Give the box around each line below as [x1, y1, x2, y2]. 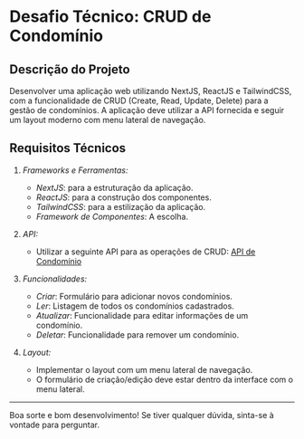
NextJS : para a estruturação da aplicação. [35, 182, 194, 193]
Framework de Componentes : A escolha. [35, 211, 188, 222]
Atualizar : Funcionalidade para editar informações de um [35, 310, 249, 320]
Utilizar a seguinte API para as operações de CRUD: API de [35, 246, 256, 257]
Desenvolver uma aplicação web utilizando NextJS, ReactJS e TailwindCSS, [9, 86, 292, 96]
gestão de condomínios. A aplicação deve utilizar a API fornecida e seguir [9, 105, 285, 115]
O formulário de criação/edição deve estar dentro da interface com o [35, 374, 294, 385]
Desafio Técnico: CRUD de [9, 6, 212, 27]
